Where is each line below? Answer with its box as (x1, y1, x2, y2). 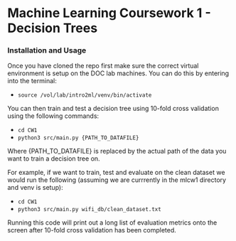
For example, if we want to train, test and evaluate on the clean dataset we (7, 168, 225, 177)
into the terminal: (7, 77, 57, 85)
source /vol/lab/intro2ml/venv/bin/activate (17, 92, 152, 99)
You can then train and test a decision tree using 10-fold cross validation (7, 105, 219, 113)
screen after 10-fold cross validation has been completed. (7, 226, 176, 235)
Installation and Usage (7, 45, 87, 55)
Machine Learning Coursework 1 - (7, 5, 211, 21)
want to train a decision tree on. (7, 154, 101, 163)
